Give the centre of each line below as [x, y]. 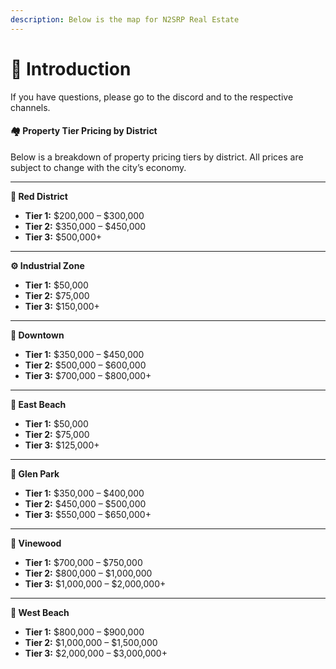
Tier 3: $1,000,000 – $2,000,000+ [95, 583]
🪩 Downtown [37, 335]
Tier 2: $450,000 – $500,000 [85, 503]
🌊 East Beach [38, 404]
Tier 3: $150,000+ [62, 306]
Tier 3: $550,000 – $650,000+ [88, 514]
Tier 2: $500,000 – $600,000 [85, 365]
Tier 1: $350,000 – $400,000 [84, 493]
